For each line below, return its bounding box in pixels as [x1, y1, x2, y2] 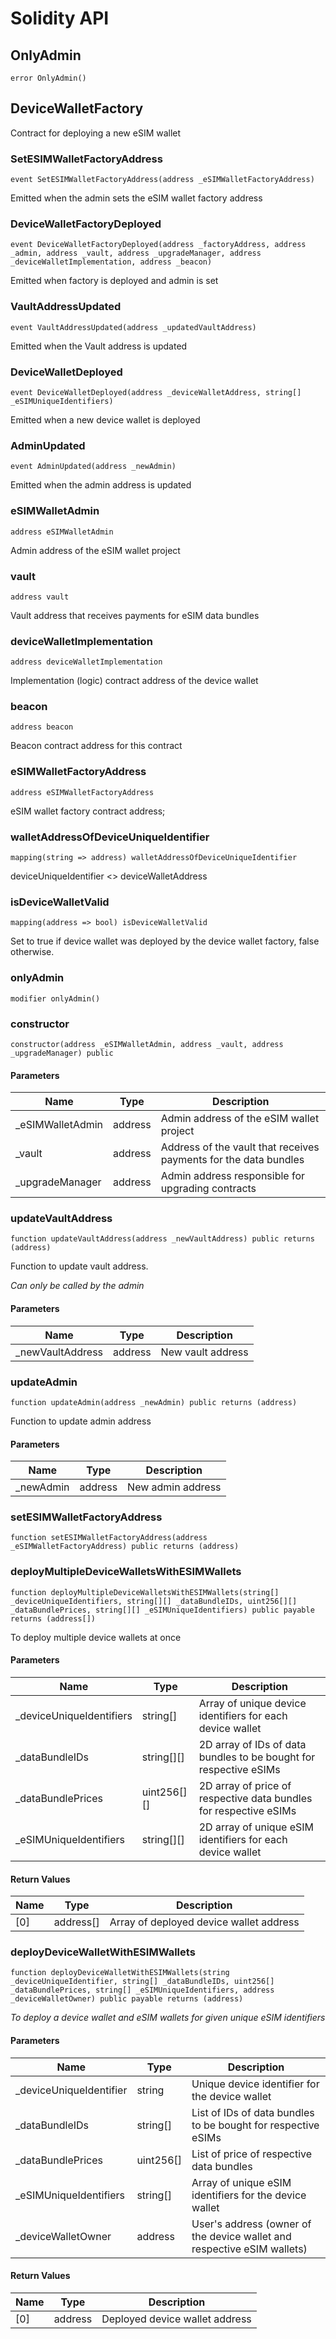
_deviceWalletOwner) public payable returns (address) [10, 1994, 244, 2004]
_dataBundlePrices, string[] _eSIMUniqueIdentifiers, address [10, 1985, 275, 1996]
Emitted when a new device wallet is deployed [10, 414, 201, 426]
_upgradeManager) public [10, 1048, 114, 1058]
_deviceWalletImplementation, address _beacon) [10, 257, 213, 267]
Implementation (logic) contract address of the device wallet [10, 675, 259, 687]
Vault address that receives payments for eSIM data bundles [10, 609, 260, 621]
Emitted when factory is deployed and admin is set [10, 275, 219, 287]
